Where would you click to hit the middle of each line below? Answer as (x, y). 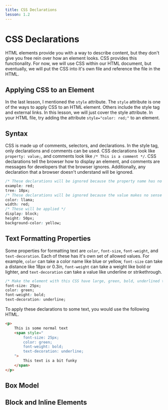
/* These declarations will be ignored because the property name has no (84, 181)
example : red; (20, 186)
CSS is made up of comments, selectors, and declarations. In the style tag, (82, 146)
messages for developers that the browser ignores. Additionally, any (75, 167)
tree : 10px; (17, 190)
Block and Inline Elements (46, 403)
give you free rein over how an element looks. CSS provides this (71, 58)
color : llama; (20, 200)
